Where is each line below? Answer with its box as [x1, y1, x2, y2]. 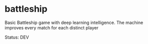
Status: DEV [4, 34, 29, 40]
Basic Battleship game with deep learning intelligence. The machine [4, 20, 144, 25]
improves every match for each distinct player [4, 24, 99, 30]
